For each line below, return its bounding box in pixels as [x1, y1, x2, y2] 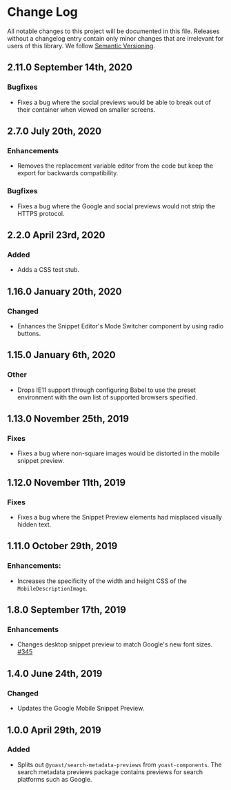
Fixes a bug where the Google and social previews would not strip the [17, 201, 216, 210]
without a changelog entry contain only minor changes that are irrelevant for [7, 34, 224, 42]
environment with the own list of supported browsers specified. [17, 393, 198, 401]
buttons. [17, 329, 41, 337]
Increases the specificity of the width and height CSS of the [17, 577, 188, 585]
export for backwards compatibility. [17, 169, 119, 177]
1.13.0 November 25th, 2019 [7, 413, 130, 425]
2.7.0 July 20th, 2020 [7, 126, 102, 137]
